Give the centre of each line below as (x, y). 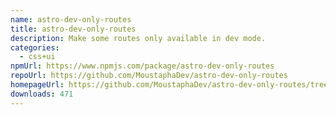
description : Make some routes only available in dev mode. (138, 38)
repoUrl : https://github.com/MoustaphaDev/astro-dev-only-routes (149, 76)
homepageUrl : (37, 85)
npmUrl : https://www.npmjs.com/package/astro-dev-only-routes (142, 66)
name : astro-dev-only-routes (71, 19)
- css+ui (37, 57)
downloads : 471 (42, 94)
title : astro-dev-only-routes (73, 29)
